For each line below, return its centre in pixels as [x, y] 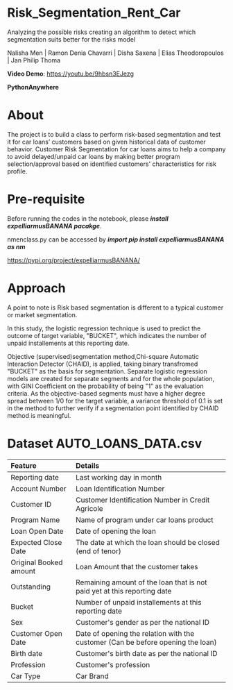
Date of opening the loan [116, 531]
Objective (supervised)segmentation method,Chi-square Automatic [103, 356]
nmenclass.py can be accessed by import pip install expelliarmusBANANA [116, 239]
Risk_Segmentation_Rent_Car [94, 13]
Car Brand [92, 676]
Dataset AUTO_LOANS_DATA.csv [105, 443]
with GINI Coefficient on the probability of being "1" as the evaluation [105, 386]
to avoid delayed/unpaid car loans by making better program [94, 156]
